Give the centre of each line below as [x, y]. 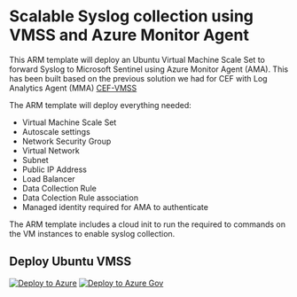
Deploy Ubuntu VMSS [70, 262]
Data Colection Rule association [80, 198]
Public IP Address [54, 169]
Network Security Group [66, 141]
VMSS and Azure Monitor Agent [129, 35]
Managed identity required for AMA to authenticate [115, 207]
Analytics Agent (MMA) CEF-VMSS [73, 88]
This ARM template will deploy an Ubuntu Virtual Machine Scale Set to [137, 59]
